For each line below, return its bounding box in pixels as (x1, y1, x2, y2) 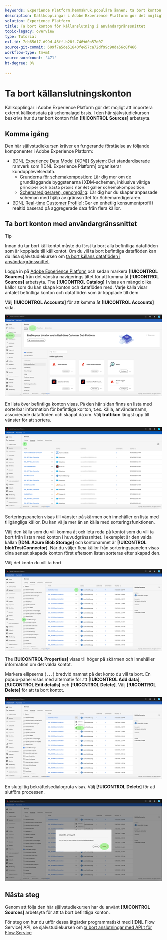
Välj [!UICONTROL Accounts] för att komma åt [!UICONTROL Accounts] (5, 299, 154, 305)
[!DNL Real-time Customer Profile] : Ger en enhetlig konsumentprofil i (12, 200, 153, 206)
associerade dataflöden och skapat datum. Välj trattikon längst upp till (5, 412, 149, 418)
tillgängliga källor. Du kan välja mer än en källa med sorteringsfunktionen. (5, 519, 155, 525)
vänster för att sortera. (5, 417, 51, 423)
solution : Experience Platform (5, 18, 70, 23)
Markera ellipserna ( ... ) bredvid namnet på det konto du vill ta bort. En (5, 671, 151, 677)
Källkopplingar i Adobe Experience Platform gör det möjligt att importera (5, 105, 153, 111)
